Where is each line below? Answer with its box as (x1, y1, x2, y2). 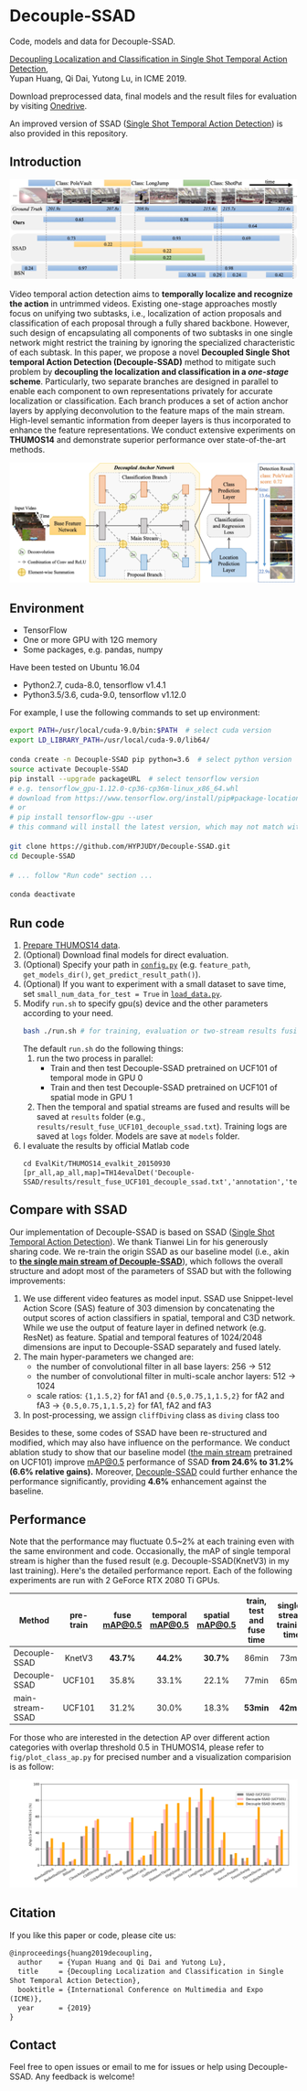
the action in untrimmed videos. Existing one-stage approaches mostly (9, 298, 278, 309)
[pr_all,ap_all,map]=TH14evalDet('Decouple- (22, 1168, 196, 1177)
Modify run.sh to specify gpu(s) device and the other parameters (22, 998, 269, 1009)
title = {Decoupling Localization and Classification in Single (17, 1967, 284, 1976)
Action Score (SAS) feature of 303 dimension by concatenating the (22, 1303, 276, 1314)
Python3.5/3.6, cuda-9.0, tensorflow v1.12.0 (22, 690, 187, 701)
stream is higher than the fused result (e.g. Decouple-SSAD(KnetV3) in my (9, 1556, 290, 1567)
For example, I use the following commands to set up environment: (9, 707, 260, 718)
